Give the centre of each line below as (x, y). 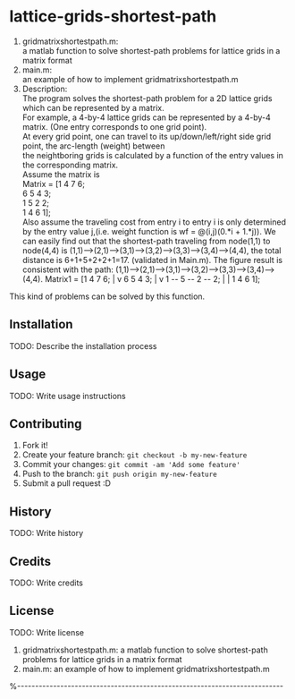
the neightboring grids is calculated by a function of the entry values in (153, 155)
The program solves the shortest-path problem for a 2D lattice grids (147, 98)
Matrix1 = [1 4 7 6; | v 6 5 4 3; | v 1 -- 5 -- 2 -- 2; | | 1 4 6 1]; (152, 278)
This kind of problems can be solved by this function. (107, 296)
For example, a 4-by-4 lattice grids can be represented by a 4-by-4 (146, 117)
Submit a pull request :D (67, 483)
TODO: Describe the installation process (83, 345)
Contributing (46, 424)
